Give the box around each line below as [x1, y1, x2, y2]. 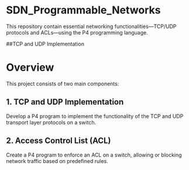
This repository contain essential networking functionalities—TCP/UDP [6, 23, 177, 30]
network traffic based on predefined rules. [6, 157, 108, 164]
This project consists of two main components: [6, 80, 119, 87]
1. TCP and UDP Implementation [6, 97, 124, 107]
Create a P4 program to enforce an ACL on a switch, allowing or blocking [6, 151, 183, 158]
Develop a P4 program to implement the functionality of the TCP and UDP [6, 112, 184, 120]
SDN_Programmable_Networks [6, 4, 161, 17]
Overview [6, 61, 54, 74]
